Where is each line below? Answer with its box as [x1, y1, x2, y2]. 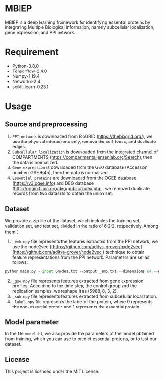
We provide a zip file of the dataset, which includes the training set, [5, 217, 141, 223]
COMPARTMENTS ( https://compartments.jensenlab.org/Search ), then [12, 154, 153, 160]
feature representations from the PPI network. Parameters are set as [12, 254, 150, 260]
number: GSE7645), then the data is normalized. [12, 169, 109, 175]
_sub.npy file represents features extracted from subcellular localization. [12, 293, 158, 299]
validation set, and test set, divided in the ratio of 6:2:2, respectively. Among [5, 223, 159, 229]
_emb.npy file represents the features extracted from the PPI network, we [12, 238, 158, 244]
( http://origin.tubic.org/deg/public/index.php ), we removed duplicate [12, 185, 150, 191]
